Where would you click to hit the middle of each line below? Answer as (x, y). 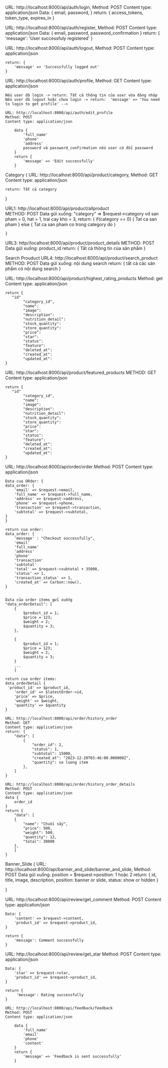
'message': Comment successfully (49, 940)
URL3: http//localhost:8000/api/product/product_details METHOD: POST (80, 243)
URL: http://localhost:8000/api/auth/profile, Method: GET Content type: (78, 81)
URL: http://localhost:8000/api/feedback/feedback (59, 1008)
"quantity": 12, (40, 837)
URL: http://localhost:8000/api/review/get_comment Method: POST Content (83, 899)
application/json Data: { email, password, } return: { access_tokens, (74, 13)
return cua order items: (31, 679)
